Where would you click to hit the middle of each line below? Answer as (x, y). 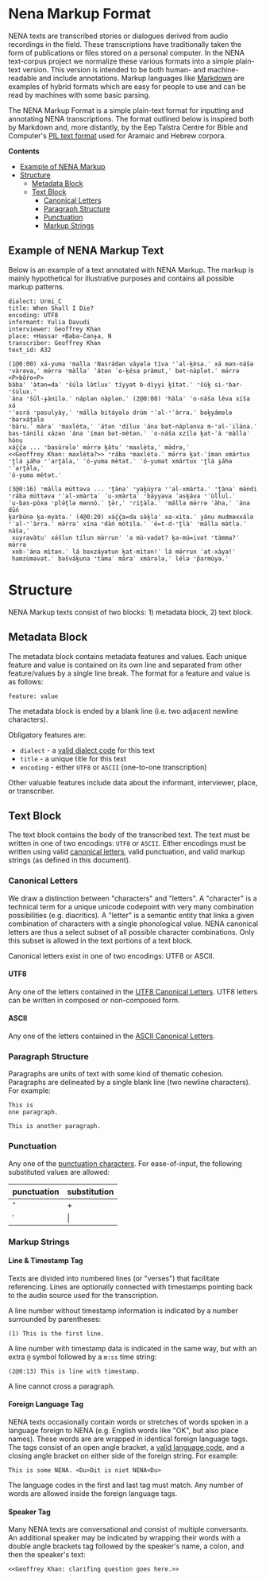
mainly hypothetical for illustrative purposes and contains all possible (121, 278)
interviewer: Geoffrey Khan (55, 329)
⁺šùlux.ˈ (23, 391)
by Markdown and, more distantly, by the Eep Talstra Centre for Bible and (128, 127)
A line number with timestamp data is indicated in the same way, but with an (133, 1348)
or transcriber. (31, 791)
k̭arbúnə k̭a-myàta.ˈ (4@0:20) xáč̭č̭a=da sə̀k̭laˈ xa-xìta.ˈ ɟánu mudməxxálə (131, 517)
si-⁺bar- (229, 385)
